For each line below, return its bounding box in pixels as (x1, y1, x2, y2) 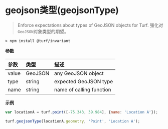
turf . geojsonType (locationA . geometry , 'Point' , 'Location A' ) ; (5, 118, 140, 123)
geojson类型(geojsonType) (5, 5, 119, 16)
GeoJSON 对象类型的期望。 (17, 28, 69, 34)
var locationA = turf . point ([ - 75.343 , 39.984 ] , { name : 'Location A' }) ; (5, 109, 158, 114)
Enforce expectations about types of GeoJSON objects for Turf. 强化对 (17, 22, 163, 28)
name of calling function (54, 86, 111, 93)
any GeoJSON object (54, 70, 104, 77)
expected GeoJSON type (54, 78, 113, 85)
